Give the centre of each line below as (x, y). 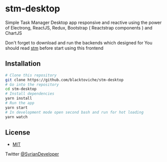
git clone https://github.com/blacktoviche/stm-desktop (64, 80)
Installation (23, 64)
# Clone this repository (31, 75)
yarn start (16, 108)
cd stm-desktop (21, 89)
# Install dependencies (30, 94)
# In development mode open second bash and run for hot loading (74, 112)
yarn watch (16, 117)
